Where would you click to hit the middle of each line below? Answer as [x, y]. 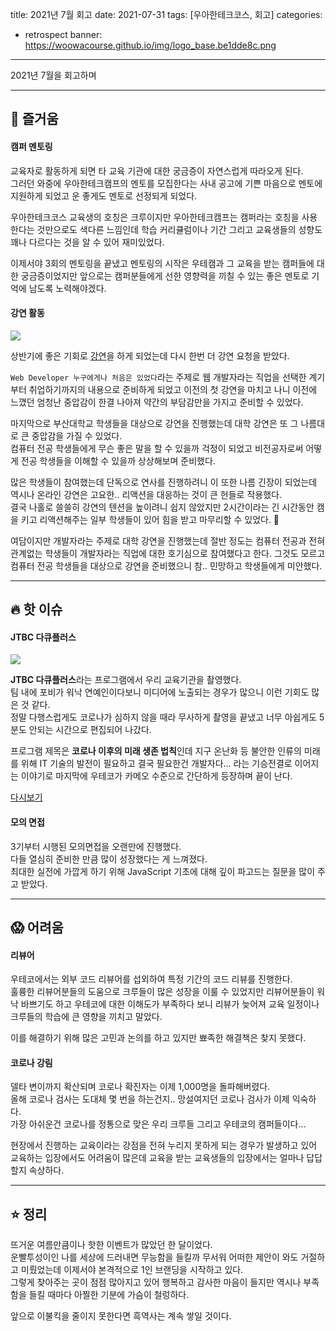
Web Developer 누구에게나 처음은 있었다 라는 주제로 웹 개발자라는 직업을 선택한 [158, 377]
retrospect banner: [63, 34]
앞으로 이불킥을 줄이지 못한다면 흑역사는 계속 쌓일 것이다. [121, 1316]
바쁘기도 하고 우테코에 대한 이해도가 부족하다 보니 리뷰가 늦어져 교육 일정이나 [170, 1004]
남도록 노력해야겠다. [67, 288]
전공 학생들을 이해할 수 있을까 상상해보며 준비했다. [118, 460]
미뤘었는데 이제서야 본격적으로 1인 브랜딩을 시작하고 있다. [132, 1270]
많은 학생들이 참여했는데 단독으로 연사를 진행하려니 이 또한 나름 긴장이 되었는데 [164, 482]
